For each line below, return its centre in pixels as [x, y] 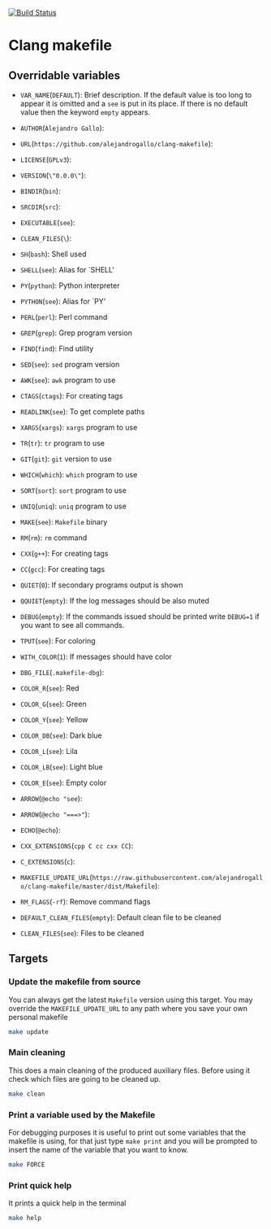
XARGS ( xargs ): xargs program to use [79, 427]
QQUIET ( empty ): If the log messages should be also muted [114, 601]
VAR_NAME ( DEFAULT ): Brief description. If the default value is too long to [136, 95]
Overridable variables [65, 75]
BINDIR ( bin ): [40, 191]
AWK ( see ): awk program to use [68, 380]
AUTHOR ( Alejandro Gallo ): [62, 128]
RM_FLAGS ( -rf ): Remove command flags [85, 902]
